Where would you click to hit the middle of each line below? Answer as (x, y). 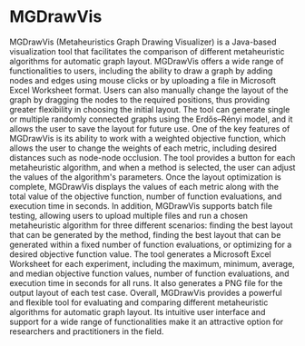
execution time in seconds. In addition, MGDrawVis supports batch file (141, 205)
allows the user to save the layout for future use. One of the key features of (150, 128)
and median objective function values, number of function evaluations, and (149, 273)
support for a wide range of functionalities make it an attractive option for (147, 321)
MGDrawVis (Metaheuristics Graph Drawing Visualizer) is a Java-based (143, 42)
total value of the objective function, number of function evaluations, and (146, 196)
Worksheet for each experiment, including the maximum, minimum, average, (152, 263)
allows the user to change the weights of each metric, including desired (143, 148)
